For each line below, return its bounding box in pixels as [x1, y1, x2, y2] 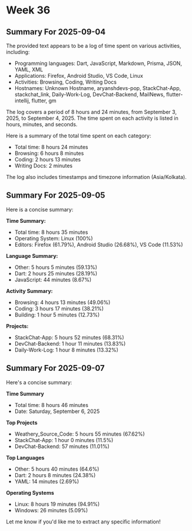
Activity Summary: [6, 287, 53, 294]
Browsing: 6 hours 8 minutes [14, 150, 84, 157]
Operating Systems [6, 489, 54, 496]
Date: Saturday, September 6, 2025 [14, 408, 100, 415]
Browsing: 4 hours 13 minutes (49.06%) [14, 299, 111, 306]
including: [6, 49, 30, 56]
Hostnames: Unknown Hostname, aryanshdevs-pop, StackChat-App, [14, 85, 181, 91]
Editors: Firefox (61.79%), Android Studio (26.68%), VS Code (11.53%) [14, 241, 183, 248]
